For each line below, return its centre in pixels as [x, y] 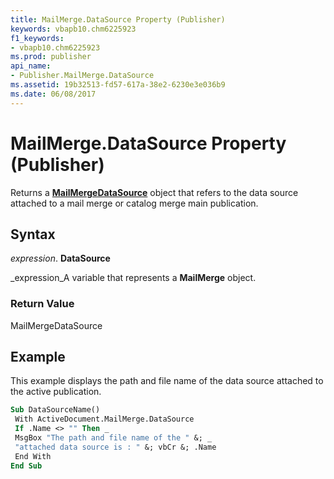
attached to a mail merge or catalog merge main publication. [134, 203]
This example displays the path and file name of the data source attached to [167, 381]
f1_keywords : [37, 38]
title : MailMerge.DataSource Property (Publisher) [118, 19]
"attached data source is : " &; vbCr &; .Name [115, 447]
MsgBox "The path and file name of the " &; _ [113, 438]
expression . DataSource [60, 258]
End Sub [26, 466]
